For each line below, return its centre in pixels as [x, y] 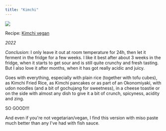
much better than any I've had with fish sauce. [53, 123]
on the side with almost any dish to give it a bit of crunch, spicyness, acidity [83, 93]
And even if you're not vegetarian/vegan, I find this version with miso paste [82, 118]
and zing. [15, 98]
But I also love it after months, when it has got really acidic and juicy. [75, 68]
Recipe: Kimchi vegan [27, 33]
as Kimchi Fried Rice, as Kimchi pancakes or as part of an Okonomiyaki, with [83, 83]
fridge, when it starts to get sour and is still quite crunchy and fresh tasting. [82, 63]
